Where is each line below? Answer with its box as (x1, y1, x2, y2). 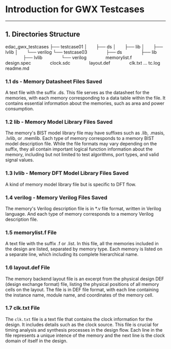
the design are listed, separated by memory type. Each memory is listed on (5, 246, 163, 252)
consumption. (5, 106, 34, 112)
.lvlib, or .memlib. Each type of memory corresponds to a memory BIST (5, 135, 154, 141)
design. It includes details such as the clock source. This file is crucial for (5, 322, 159, 328)
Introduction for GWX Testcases (5, 4, 145, 15)
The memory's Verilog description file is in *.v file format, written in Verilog (5, 205, 161, 212)
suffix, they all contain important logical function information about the (5, 146, 153, 152)
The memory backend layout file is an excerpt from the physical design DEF (5, 276, 164, 282)
